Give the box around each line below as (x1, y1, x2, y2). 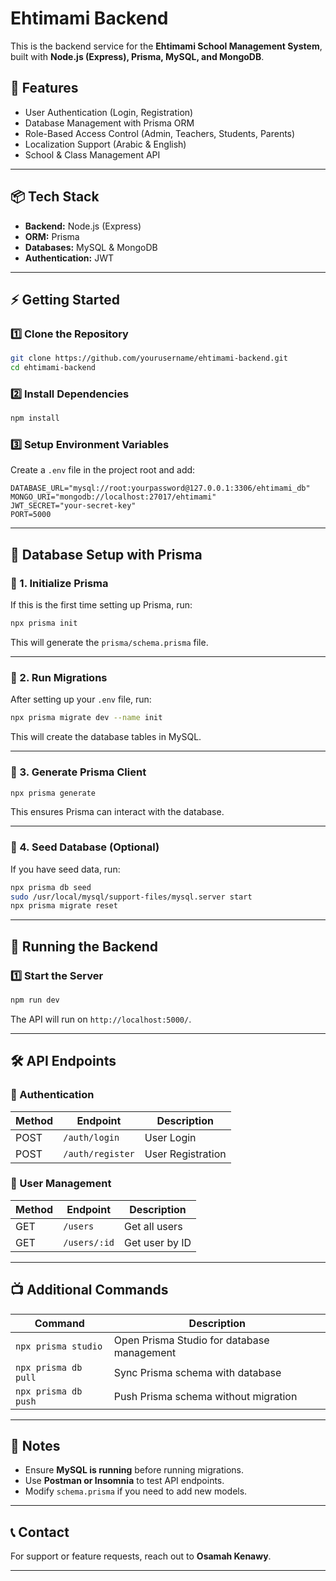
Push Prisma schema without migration (113, 1389, 298, 1403)
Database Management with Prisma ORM (24, 117, 195, 129)
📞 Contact (10, 1523, 70, 1541)
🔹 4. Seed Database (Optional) (10, 840, 160, 854)
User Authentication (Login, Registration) (24, 106, 194, 118)
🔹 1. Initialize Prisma (10, 576, 109, 590)
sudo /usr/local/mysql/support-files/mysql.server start (10, 892, 253, 902)
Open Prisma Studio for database (113, 1333, 270, 1347)
